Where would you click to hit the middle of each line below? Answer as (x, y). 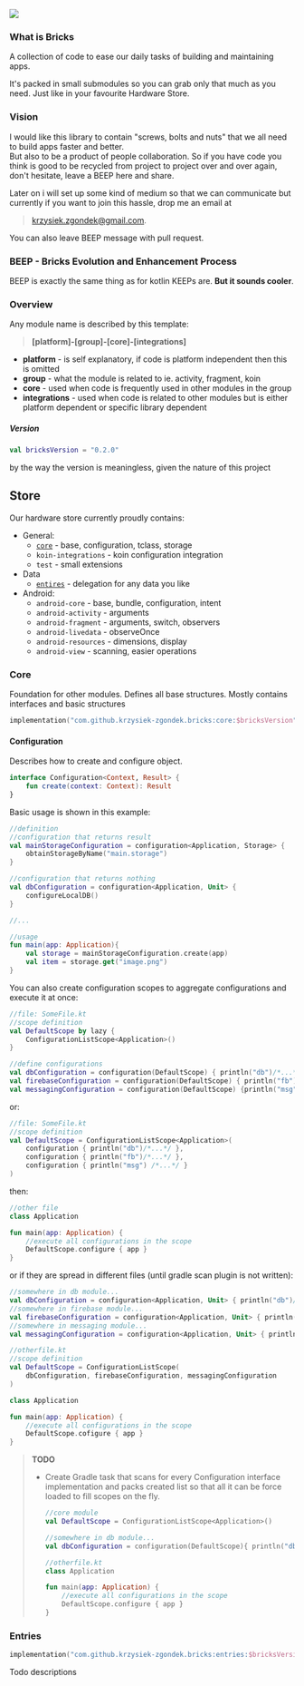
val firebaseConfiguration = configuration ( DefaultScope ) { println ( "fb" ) (153, 1081)
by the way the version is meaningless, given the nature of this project (140, 468)
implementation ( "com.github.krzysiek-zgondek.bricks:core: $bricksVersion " (153, 721)
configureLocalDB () (62, 895)
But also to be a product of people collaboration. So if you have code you (146, 156)
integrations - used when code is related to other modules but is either (155, 398)
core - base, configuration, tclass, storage (114, 545)
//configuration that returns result (81, 837)
